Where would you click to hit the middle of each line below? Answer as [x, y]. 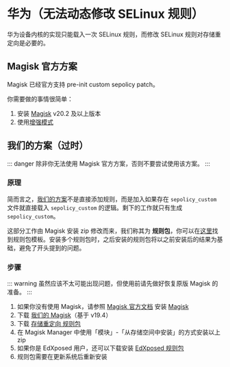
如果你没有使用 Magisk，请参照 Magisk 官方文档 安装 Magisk [103, 307]
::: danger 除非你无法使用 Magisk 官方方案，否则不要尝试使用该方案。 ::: [109, 163]
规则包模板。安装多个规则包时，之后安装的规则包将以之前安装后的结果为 [115, 239]
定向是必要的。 [28, 42]
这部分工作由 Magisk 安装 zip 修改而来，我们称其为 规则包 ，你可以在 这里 [110, 231]
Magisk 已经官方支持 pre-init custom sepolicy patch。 [83, 84]
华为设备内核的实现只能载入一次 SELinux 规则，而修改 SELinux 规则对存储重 [114, 34]
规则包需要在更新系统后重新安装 [62, 357]
